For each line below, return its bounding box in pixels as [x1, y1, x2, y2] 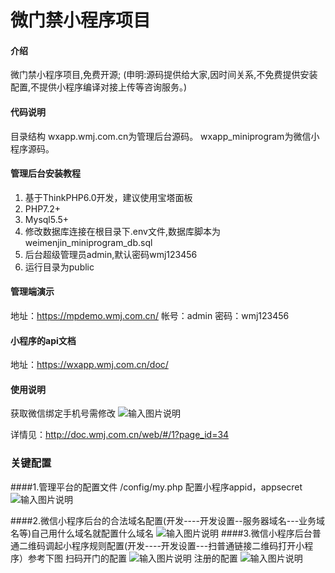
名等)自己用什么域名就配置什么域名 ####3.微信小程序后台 [10, 527, 313, 539]
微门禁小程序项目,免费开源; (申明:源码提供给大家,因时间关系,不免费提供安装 [10, 69, 318, 81]
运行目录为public [24, 261, 95, 273]
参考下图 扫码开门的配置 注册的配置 [27, 552, 238, 564]
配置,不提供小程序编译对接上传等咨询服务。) [10, 81, 188, 93]
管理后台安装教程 [10, 167, 81, 180]
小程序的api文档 [10, 334, 77, 346]
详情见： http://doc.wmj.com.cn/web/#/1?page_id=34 [10, 429, 230, 441]
